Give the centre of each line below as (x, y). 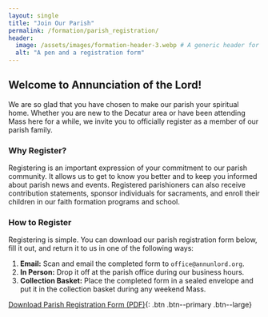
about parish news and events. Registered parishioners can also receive (127, 185)
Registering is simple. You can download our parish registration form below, (133, 240)
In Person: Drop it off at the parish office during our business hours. (132, 272)
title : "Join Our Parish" (51, 23)
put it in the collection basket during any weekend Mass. (113, 289)
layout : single (34, 16)
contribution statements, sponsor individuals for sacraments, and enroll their (134, 193)
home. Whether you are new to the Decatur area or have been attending (127, 113)
